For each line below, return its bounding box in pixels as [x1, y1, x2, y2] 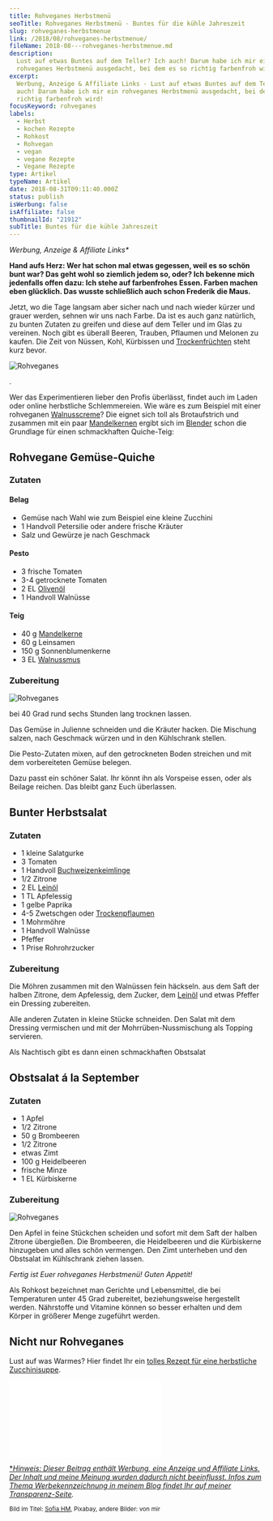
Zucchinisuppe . [9, 1365, 62, 1374]
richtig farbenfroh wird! [16, 95, 105, 103]
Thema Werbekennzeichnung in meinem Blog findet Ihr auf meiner [9, 1480, 232, 1491]
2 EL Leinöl [20, 882, 59, 892]
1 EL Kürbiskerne [20, 1174, 78, 1184]
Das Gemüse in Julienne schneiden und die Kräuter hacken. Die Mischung [9, 724, 257, 734]
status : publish [9, 192, 64, 201]
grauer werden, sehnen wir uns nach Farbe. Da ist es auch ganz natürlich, [9, 311, 256, 321]
